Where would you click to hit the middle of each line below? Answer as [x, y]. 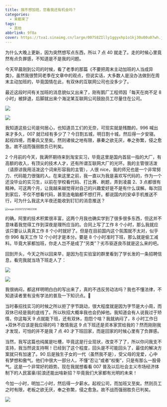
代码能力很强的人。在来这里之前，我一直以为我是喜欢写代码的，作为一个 [88, 175]
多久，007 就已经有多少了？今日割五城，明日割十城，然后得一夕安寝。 [86, 134]
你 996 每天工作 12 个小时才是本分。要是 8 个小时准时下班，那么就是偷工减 [82, 237]
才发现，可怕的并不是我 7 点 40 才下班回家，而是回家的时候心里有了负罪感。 [83, 331]
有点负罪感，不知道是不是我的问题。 [46, 58]
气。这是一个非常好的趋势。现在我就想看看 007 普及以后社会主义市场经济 [80, 366]
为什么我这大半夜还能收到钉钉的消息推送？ [62, 200]
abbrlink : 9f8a [21, 33]
